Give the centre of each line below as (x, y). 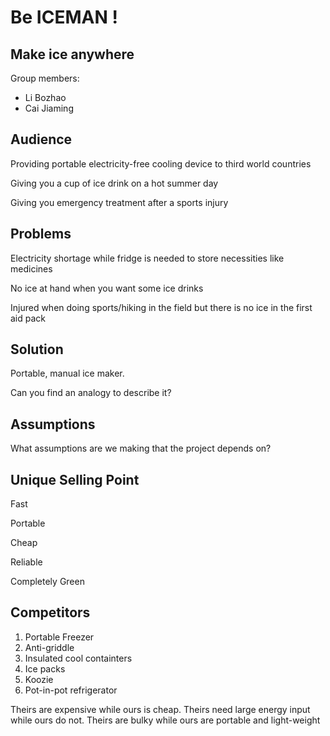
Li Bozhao (45, 97)
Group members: (45, 78)
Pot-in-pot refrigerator (71, 690)
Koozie (39, 679)
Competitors (50, 612)
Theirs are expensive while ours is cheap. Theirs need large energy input (160, 709)
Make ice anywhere (72, 54)
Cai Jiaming (49, 108)
